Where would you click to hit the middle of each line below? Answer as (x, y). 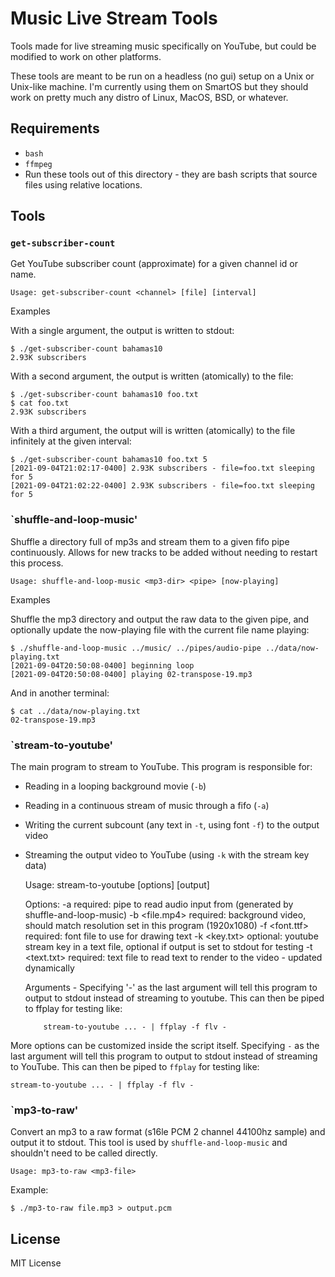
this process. (37, 563)
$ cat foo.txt (40, 403)
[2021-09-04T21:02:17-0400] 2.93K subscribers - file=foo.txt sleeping (162, 468)
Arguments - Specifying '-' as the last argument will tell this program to (171, 988)
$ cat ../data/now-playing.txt (75, 711)
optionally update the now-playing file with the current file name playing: (160, 629)
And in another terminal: (60, 693)
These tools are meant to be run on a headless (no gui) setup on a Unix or (162, 76)
